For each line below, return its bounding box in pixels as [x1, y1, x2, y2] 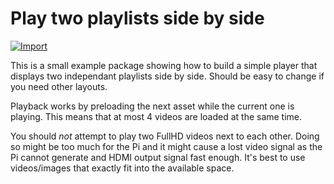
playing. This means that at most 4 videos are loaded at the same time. [10, 110, 303, 122]
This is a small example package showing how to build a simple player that [10, 59, 318, 71]
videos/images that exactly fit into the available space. [10, 162, 235, 174]
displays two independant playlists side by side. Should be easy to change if [10, 70, 325, 82]
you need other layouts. [10, 80, 108, 92]
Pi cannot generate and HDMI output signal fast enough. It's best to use [10, 151, 306, 163]
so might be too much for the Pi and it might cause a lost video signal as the [10, 140, 323, 152]
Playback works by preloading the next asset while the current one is [10, 100, 295, 112]
